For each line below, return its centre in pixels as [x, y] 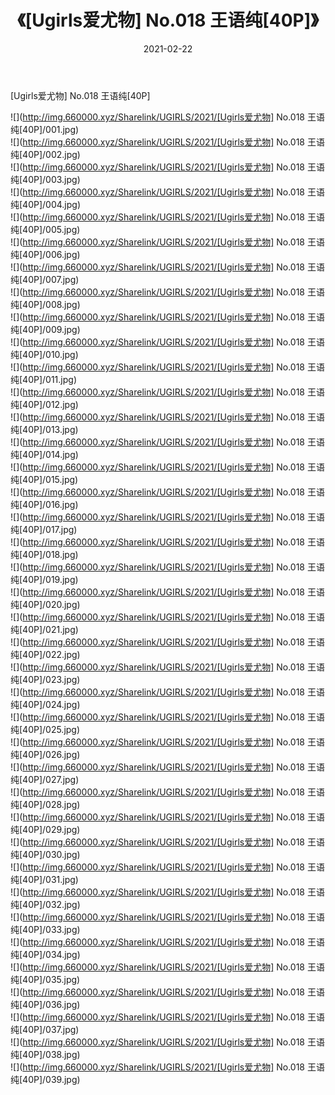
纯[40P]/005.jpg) [45, 229]
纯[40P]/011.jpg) [43, 379]
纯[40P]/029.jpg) [45, 829]
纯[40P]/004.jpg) [45, 204]
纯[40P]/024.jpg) [45, 704]
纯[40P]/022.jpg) [45, 654]
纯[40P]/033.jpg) [45, 929]
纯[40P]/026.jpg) [45, 754]
